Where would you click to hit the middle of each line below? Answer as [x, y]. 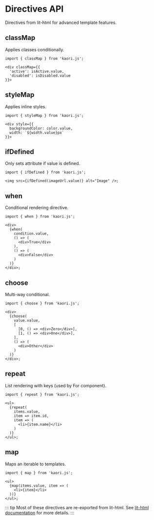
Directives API [34, 9]
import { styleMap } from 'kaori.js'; [44, 116]
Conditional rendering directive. [37, 208]
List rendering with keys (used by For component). [56, 385]
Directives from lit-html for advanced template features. [61, 22]
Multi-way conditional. [28, 294]
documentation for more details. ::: [40, 513]
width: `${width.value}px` [37, 133]
